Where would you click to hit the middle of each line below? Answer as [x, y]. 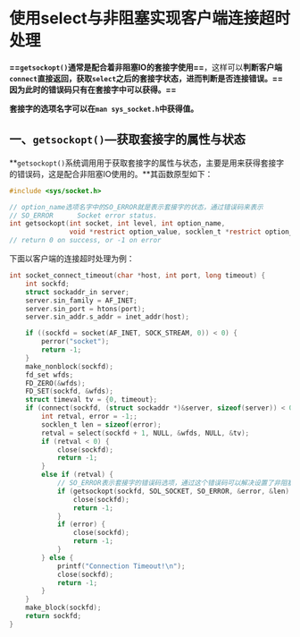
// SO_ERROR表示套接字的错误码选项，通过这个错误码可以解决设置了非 [169, 483]
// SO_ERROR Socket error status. [83, 216]
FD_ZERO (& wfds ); [56, 383]
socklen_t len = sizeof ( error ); [102, 425]
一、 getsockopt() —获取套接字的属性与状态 [127, 140]
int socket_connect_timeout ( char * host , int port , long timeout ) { [137, 276]
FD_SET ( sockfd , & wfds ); [70, 391]
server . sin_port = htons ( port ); [85, 309]
